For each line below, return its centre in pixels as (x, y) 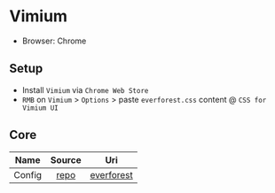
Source (66, 159)
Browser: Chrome (54, 41)
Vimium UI (40, 108)
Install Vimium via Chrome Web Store (85, 89)
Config (28, 174)
